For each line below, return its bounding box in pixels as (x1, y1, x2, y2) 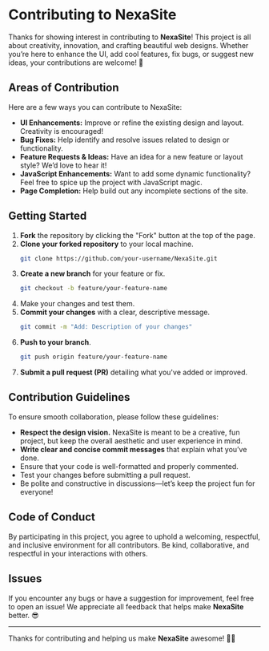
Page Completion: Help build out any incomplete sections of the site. (19, 186, 248, 196)
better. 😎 (8, 610, 39, 620)
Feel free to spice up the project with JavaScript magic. (19, 177, 203, 187)
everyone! (19, 487, 54, 496)
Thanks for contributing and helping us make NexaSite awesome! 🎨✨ (8, 633, 236, 643)
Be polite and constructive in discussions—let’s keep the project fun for (19, 479, 255, 488)
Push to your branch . (19, 338, 92, 347)
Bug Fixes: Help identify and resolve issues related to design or (19, 135, 230, 144)
